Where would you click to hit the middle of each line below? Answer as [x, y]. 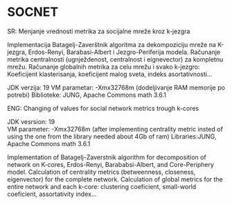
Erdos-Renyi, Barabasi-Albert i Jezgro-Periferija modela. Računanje [124, 52]
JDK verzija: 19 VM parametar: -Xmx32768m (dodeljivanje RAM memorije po [116, 87]
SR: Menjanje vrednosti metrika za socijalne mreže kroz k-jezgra [99, 31]
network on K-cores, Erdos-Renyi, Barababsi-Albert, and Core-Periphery [111, 164]
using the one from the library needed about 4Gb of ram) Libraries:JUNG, [112, 136]
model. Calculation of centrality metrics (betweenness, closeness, [101, 172]
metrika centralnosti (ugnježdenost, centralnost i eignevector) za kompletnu [115, 59]
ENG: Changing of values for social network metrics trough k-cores [103, 108]
